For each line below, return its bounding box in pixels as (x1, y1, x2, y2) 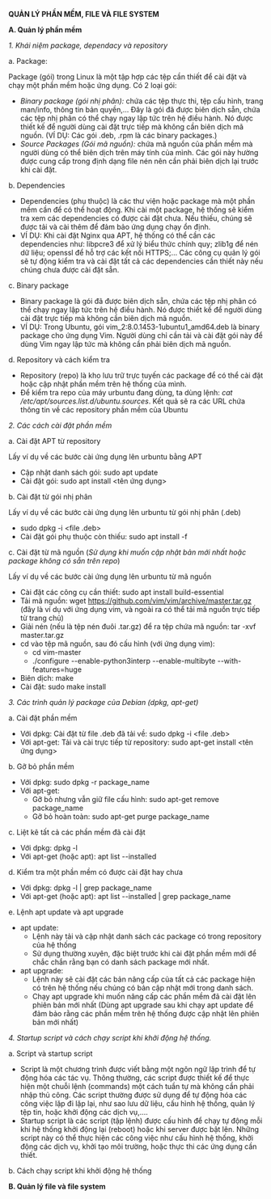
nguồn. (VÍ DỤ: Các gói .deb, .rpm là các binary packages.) (19, 131, 218, 140)
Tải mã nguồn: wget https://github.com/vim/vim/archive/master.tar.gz (19, 596, 252, 606)
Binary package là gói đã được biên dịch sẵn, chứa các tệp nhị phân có (19, 297, 257, 306)
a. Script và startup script (8, 1049, 93, 1058)
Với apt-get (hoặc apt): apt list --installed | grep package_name (19, 892, 231, 901)
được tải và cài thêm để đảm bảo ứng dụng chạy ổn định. (19, 222, 211, 231)
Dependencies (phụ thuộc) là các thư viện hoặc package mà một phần (19, 196, 256, 205)
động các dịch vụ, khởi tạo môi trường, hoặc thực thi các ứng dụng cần (19, 1142, 257, 1151)
